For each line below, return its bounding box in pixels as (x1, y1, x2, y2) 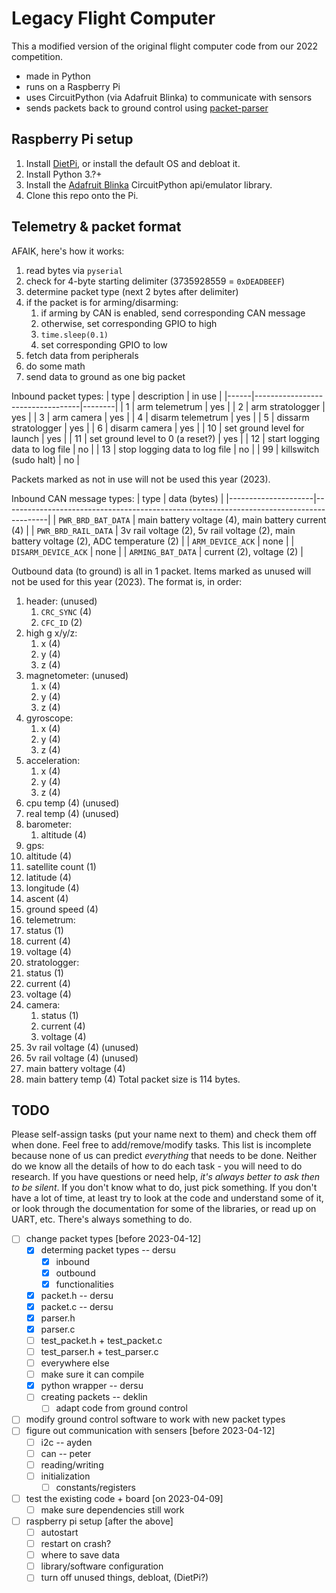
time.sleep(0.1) (40, 330, 109, 340)
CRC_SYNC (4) (40, 605, 93, 617)
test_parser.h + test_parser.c (40, 1346, 159, 1357)
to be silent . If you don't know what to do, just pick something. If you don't (11, 1182, 318, 1194)
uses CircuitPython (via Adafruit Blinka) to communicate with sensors (25, 91, 313, 103)
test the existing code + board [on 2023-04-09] (25, 1492, 224, 1504)
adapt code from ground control (55, 1402, 188, 1414)
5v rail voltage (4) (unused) (25, 1052, 139, 1064)
